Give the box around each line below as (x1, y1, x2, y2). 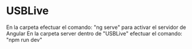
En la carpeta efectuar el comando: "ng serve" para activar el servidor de (6, 24, 187, 31)
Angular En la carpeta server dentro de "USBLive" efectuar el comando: (6, 30, 183, 37)
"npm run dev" (6, 36, 43, 43)
